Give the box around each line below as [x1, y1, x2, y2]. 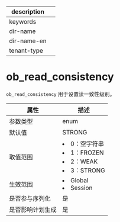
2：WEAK [70, 157, 98, 165]
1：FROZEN [70, 148, 105, 156]
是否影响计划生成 [9, 205, 57, 214]
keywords [9, 18, 37, 25]
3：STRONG [70, 166, 105, 174]
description [11, 8, 44, 15]
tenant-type [9, 47, 43, 54]
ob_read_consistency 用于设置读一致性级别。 [6, 90, 115, 97]
